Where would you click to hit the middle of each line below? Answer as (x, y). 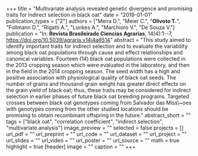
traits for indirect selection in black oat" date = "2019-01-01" (79, 15)
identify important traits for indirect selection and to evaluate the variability (97, 46)
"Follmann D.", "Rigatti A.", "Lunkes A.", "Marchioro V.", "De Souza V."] (90, 27)
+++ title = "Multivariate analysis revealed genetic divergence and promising (99, 9)
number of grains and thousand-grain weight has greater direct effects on (96, 84)
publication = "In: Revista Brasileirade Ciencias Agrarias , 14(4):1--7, (89, 34)
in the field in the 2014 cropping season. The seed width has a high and (93, 71)
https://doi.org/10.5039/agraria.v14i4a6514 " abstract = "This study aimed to (98, 40)
